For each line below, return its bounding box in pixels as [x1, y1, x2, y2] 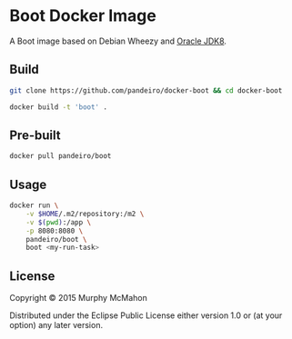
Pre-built [9, 127, 61, 143]
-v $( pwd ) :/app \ [25, 217, 92, 227]
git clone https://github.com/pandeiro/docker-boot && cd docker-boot [9, 85, 283, 95]
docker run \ [9, 201, 59, 210]
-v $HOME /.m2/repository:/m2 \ [25, 209, 145, 218]
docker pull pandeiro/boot [9, 152, 112, 161]
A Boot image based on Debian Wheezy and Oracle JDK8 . [9, 35, 227, 46]
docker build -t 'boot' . [9, 102, 107, 112]
